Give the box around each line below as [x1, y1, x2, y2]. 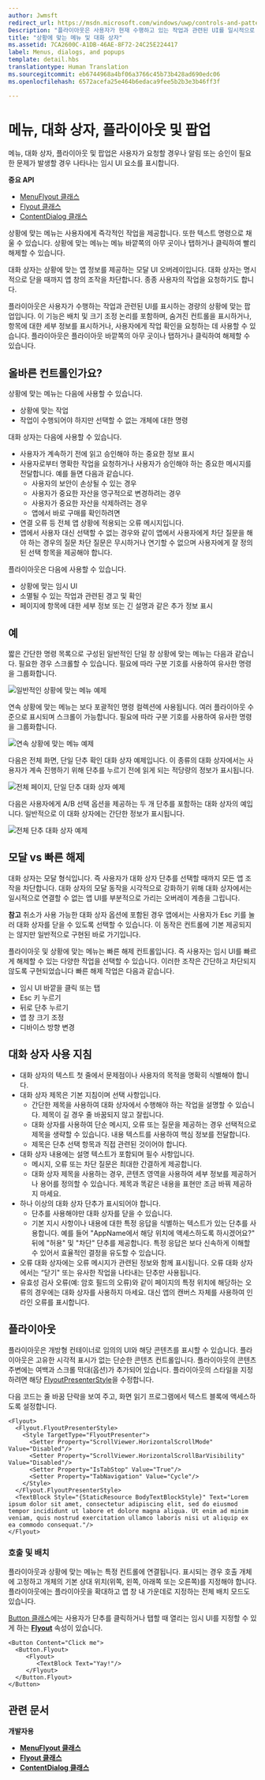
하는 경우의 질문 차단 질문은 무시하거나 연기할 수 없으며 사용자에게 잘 [28, 538, 239, 547]
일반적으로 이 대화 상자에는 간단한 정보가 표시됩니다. [24, 809, 185, 818]
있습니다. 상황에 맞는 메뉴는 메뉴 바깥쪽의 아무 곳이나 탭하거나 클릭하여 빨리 [24, 238, 256, 248]
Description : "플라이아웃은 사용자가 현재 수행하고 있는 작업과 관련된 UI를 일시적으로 [8, 26, 256, 34]
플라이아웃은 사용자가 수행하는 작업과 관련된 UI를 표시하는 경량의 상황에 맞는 [8, 302, 243, 311]
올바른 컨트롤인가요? [8, 366, 103, 380]
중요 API [8, 175, 35, 185]
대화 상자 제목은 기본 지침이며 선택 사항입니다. [19, 1090, 162, 1099]
